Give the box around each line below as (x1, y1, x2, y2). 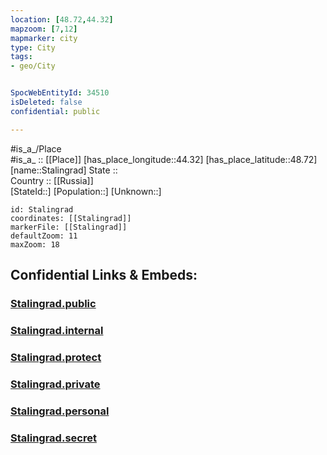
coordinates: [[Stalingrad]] (10, 213, 132, 223)
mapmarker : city (10, 33, 78, 43)
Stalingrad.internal (10, 323, 104, 337)
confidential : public (10, 106, 101, 116)
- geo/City (10, 61, 56, 71)
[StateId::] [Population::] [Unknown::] (10, 185, 162, 197)
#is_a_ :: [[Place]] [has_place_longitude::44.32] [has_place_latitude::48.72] (10, 153, 318, 165)
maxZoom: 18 (10, 239, 60, 250)
